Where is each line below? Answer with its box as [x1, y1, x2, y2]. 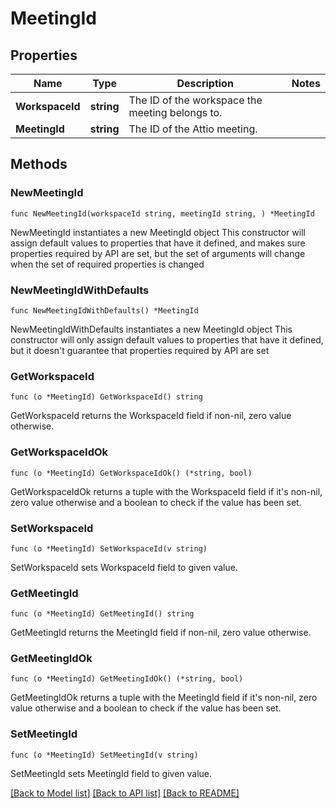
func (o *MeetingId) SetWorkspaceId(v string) [10, 543, 208, 554]
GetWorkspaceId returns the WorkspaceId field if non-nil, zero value [10, 410, 292, 422]
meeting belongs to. [128, 106, 223, 119]
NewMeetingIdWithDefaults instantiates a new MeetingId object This [10, 323, 293, 335]
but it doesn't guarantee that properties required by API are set [10, 344, 270, 356]
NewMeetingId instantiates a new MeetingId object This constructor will [10, 226, 306, 238]
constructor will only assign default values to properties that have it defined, [10, 333, 324, 346]
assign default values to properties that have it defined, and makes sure [10, 237, 306, 249]
